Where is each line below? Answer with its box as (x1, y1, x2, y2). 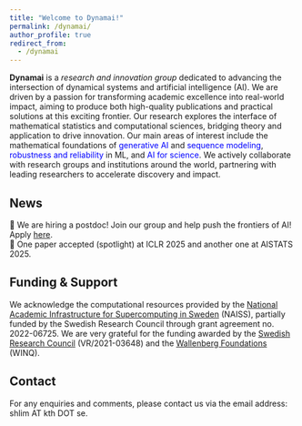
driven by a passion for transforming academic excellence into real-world (9, 92, 285, 103)
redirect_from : (9, 38, 67, 48)
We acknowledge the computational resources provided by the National (9, 299, 278, 309)
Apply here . (9, 228, 53, 239)
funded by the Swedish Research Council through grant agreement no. (9, 318, 275, 329)
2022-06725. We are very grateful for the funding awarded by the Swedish (9, 328, 291, 339)
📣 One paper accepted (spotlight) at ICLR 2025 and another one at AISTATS (9, 238, 294, 249)
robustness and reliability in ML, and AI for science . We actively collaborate (9, 149, 291, 160)
